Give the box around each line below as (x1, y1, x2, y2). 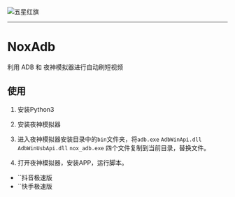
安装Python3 (17, 105, 55, 113)
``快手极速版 (17, 182, 52, 190)
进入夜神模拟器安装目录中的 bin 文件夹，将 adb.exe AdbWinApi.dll (17, 135, 202, 143)
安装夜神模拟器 (17, 119, 61, 129)
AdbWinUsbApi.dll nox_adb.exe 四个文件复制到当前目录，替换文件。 (17, 143, 210, 152)
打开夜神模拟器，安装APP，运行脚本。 (17, 158, 128, 167)
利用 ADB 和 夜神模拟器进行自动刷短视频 (7, 63, 124, 71)
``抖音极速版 (17, 173, 52, 182)
